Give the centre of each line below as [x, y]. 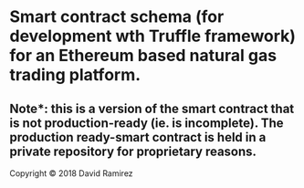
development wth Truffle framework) [153, 36]
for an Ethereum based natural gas [143, 56]
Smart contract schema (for [117, 17]
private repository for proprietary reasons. [133, 151]
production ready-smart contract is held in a [138, 137]
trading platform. [75, 75]
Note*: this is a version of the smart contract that [152, 108]
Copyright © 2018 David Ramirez [72, 173]
